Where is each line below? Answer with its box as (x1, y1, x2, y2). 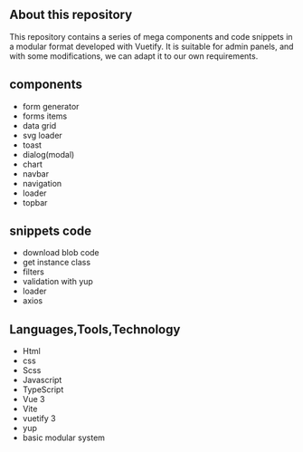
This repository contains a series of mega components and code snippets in (9, 31, 293, 42)
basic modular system (22, 432, 106, 443)
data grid (22, 120, 57, 130)
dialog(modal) (22, 149, 75, 159)
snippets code (9, 224, 92, 239)
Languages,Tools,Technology (9, 322, 181, 337)
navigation (22, 178, 62, 188)
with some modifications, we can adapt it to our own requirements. (9, 50, 259, 62)
